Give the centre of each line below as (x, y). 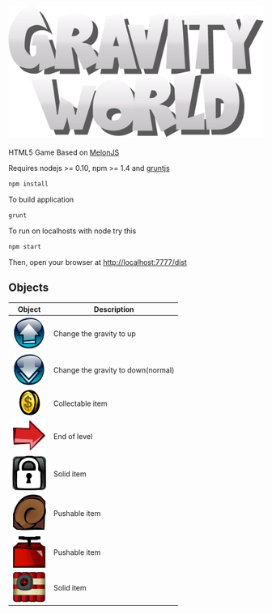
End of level (73, 436)
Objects (29, 288)
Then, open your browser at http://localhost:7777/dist (98, 262)
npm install (28, 184)
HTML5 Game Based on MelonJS (64, 152)
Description (114, 309)
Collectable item (81, 403)
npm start (25, 246)
